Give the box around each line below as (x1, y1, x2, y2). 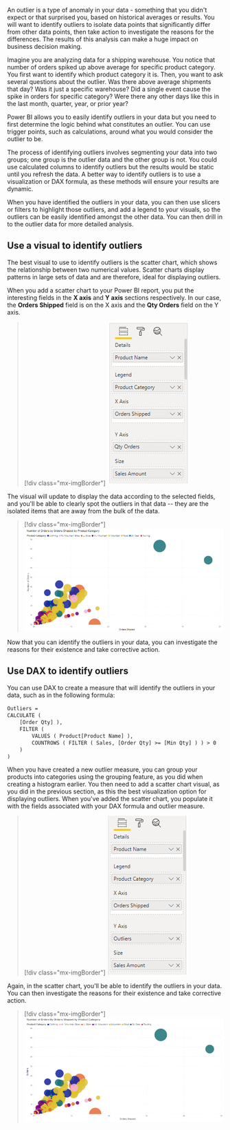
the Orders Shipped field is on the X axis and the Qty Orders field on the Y (7, 301, 219, 309)
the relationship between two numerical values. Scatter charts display (7, 265, 205, 274)
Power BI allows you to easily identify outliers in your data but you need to (7, 113, 216, 121)
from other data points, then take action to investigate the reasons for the (7, 28, 214, 36)
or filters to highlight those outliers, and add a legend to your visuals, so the (7, 206, 221, 213)
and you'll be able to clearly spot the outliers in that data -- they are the (7, 499, 209, 508)
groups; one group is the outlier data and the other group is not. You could (7, 156, 218, 164)
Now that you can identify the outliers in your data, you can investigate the (7, 638, 218, 646)
